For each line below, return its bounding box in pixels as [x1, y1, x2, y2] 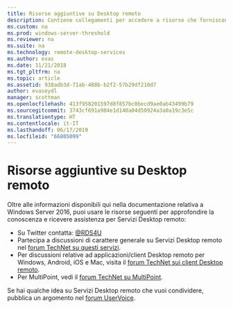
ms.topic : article [7, 74, 60, 82]
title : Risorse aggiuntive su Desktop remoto [7, 10, 141, 17]
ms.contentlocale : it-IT [7, 119, 79, 127]
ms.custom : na [7, 23, 49, 30]
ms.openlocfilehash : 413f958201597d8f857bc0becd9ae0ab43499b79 [7, 101, 194, 108]
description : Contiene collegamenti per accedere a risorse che [7, 17, 197, 24]
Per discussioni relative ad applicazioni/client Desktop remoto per [17, 251, 205, 259]
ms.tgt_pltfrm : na [7, 68, 60, 75]
